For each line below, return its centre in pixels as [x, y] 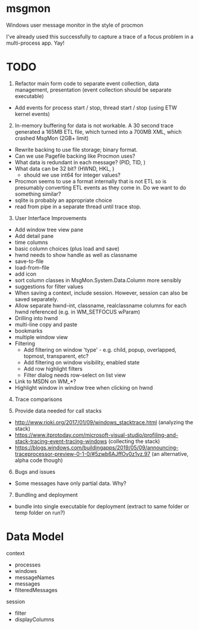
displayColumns [34, 619]
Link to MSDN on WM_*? [45, 381]
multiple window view [41, 337]
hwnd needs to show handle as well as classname [76, 255]
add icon [26, 274]
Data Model [35, 537]
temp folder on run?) [40, 512]
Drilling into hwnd [36, 318]
